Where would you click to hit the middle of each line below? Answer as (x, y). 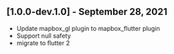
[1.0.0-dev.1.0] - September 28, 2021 (87, 12)
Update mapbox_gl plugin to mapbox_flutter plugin (88, 28)
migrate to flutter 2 (43, 43)
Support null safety (43, 36)
